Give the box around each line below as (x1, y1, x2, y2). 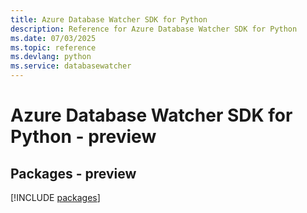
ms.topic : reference (10, 42, 97, 53)
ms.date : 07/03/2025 (10, 33, 97, 43)
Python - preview (10, 126, 157, 148)
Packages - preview (10, 165, 137, 182)
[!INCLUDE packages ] (10, 192, 101, 203)
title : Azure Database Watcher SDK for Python (10, 14, 208, 25)
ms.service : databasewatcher (10, 61, 132, 71)
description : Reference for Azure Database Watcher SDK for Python (10, 24, 298, 34)
